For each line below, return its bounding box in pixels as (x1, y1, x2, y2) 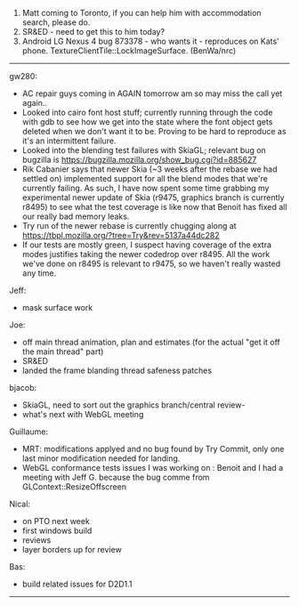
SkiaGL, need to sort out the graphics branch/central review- (21, 400, 246, 410)
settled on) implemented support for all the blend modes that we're (21, 174, 269, 183)
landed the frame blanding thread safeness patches (21, 365, 212, 376)
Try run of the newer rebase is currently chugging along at (21, 221, 238, 230)
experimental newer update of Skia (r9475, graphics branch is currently (21, 192, 285, 203)
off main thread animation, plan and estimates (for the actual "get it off (21, 337, 280, 347)
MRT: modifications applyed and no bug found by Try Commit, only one (21, 444, 285, 454)
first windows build (21, 525, 93, 536)
